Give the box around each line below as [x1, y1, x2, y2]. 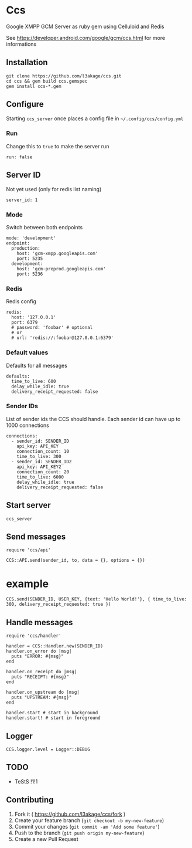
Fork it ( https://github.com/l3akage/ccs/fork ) [14, 810, 126, 818]
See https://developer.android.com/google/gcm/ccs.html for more [6, 34, 166, 41]
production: [11, 245, 41, 251]
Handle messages [6, 617, 73, 627]
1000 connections [6, 422, 50, 429]
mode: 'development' [6, 235, 57, 241]
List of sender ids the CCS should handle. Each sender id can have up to [6, 415, 181, 422]
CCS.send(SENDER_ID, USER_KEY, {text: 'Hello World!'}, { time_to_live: [6, 596, 187, 602]
